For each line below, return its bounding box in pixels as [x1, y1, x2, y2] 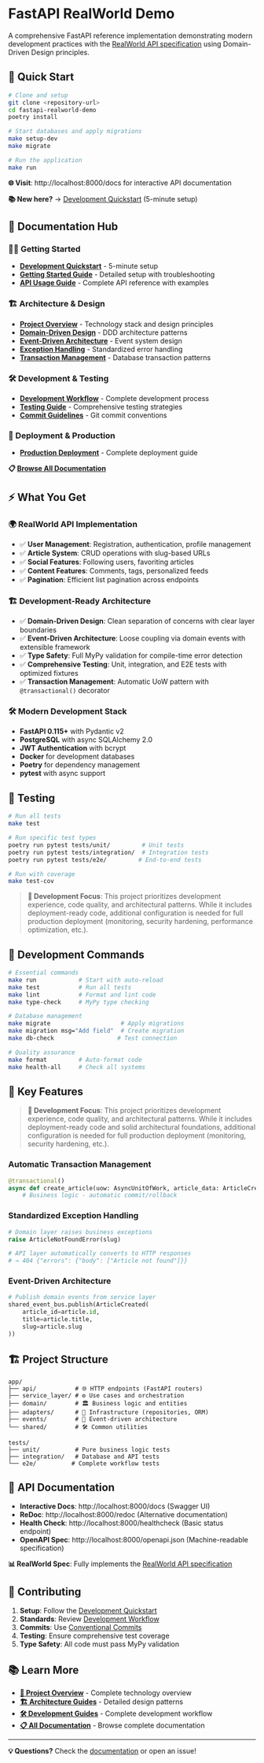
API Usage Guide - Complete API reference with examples [19, 278, 210, 288]
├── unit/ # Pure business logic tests [8, 1446, 170, 1453]
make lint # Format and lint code [8, 990, 156, 999]
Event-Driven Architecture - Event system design [19, 336, 182, 345]
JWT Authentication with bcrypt [19, 744, 126, 753]
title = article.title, [22, 1316, 93, 1323]
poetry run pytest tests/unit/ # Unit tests [8, 841, 185, 849]
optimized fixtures [19, 669, 79, 678]
